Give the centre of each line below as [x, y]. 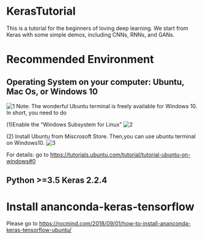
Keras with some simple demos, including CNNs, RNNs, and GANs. [90, 34]
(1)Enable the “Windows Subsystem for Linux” [64, 124]
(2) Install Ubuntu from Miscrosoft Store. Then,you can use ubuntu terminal [101, 136]
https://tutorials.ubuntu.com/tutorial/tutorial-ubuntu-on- [120, 155]
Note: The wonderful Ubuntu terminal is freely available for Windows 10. [107, 106]
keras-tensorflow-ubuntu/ [39, 230]
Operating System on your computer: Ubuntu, [95, 82]
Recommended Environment [80, 60]
